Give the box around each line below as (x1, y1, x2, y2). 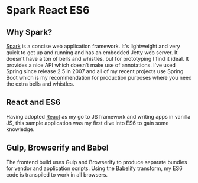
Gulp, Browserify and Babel (6, 143, 109, 153)
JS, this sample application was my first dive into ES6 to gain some (6, 119, 169, 126)
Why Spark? (6, 27, 53, 37)
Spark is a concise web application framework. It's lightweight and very (6, 43, 180, 50)
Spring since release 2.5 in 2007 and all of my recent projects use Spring (6, 68, 184, 74)
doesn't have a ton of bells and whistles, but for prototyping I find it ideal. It (6, 55, 189, 62)
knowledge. (6, 125, 35, 133)
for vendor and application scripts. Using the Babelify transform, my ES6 (6, 165, 183, 172)
